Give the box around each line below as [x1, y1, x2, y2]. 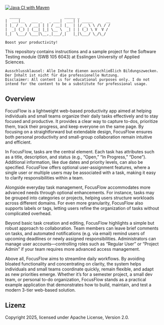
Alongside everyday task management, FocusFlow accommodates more [5, 184, 151, 190]
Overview [5, 95, 36, 103]
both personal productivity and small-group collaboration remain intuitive [5, 134, 153, 140]
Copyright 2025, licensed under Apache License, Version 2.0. [5, 314, 129, 320]
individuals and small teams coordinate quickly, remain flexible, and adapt [5, 266, 154, 272]
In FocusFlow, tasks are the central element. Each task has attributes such [5, 148, 155, 154]
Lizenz [5, 301, 26, 310]
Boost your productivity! [5, 40, 58, 45]
